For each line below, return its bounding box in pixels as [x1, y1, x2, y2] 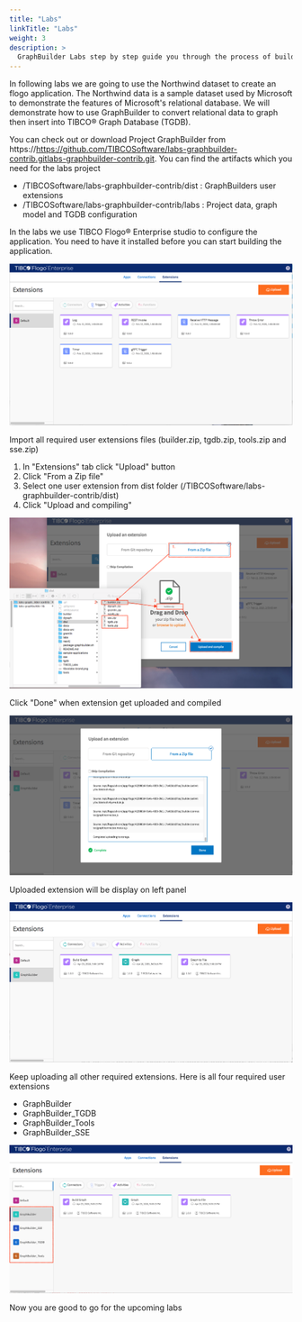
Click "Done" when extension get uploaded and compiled [9, 697, 222, 707]
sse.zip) [9, 444, 39, 455]
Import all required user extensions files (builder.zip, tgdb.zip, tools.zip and [9, 434, 287, 445]
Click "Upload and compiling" [22, 500, 132, 511]
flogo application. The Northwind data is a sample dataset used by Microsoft [9, 88, 293, 99]
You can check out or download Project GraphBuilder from [9, 134, 226, 145]
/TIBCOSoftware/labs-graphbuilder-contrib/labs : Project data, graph [22, 199, 278, 211]
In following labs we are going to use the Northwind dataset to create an [9, 78, 277, 89]
